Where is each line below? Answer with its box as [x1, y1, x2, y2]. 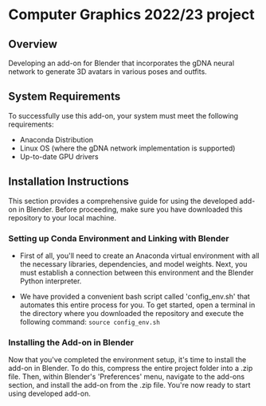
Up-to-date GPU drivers [19, 151, 100, 161]
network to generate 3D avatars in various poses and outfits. [8, 67, 207, 76]
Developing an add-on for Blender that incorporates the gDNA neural [8, 58, 235, 68]
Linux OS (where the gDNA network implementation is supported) [19, 143, 236, 153]
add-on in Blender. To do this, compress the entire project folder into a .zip [8, 364, 253, 373]
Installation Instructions [8, 175, 130, 189]
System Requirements [8, 90, 121, 103]
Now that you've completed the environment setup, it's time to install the [8, 355, 247, 365]
